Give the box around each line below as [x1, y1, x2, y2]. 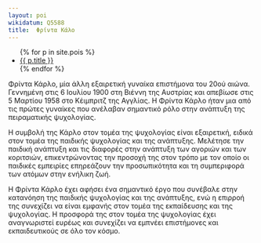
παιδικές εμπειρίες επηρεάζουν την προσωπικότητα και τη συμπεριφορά [8, 161, 245, 171]
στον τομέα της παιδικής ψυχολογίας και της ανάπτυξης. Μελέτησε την [8, 136, 245, 146]
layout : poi [8, 11, 47, 20]
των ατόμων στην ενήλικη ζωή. [8, 169, 111, 179]
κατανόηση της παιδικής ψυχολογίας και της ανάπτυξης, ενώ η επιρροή [8, 193, 245, 202]
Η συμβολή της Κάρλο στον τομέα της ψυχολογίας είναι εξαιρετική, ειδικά [8, 128, 253, 137]
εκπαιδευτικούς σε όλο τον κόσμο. [8, 227, 121, 236]
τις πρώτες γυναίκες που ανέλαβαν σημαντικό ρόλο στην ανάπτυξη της [8, 104, 245, 114]
